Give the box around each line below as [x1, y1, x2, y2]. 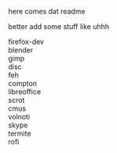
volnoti [8, 112, 31, 121]
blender [8, 46, 34, 54]
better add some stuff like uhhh [8, 22, 110, 31]
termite [8, 129, 31, 138]
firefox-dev [8, 37, 45, 46]
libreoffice [8, 87, 42, 97]
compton [8, 78, 38, 88]
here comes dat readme [8, 7, 86, 16]
